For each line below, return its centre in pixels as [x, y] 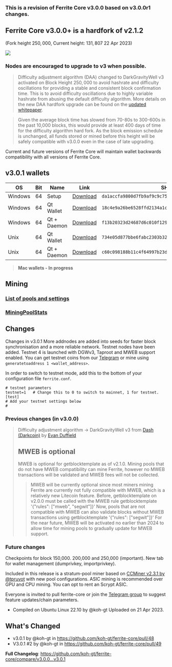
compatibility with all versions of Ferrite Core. [53, 157]
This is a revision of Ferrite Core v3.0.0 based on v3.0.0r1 [78, 8]
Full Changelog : [22, 654]
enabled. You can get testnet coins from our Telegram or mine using [77, 358]
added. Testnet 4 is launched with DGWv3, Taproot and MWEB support [80, 352]
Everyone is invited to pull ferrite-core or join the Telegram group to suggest [85, 595]
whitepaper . [30, 110]
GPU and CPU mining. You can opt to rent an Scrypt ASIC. [67, 584]
